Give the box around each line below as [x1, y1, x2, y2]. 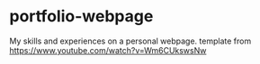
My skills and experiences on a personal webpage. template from [9, 36, 252, 46]
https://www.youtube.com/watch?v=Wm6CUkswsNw [9, 44, 207, 55]
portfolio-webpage [9, 6, 154, 27]
